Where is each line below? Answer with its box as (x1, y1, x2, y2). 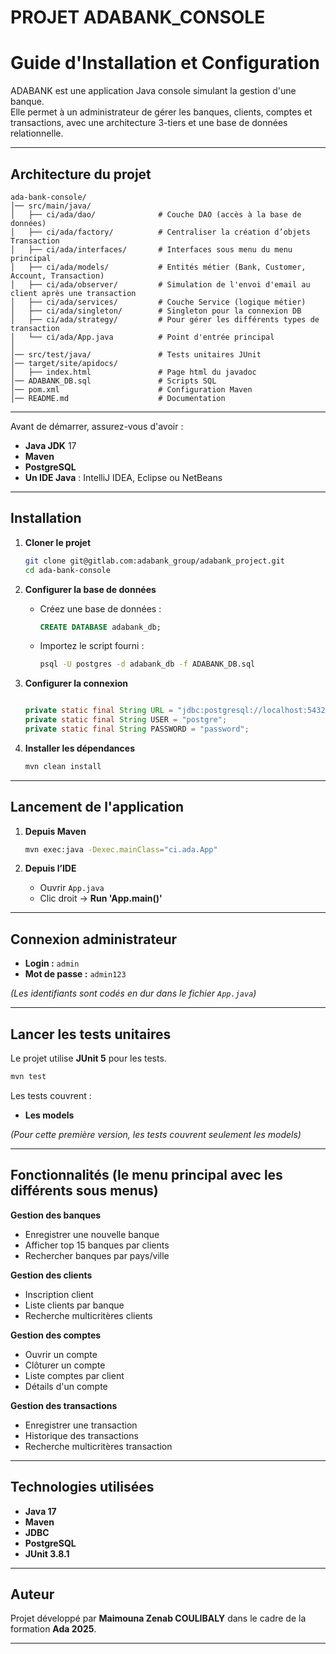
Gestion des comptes (10, 1329, 102, 1341)
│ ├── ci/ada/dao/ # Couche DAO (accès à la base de (10, 209, 302, 220)
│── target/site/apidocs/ (10, 358, 118, 368)
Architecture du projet (10, 166, 152, 183)
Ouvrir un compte (24, 1348, 98, 1360)
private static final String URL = (24, 706, 174, 716)
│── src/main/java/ (10, 201, 92, 211)
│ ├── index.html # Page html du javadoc (10, 367, 257, 377)
